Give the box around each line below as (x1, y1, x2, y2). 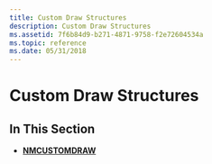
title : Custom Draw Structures (9, 13, 127, 23)
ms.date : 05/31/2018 (9, 47, 88, 56)
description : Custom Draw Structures (9, 22, 152, 31)
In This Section (9, 121, 96, 136)
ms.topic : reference (9, 38, 88, 48)
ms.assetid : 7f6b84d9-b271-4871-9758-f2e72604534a (9, 30, 204, 39)
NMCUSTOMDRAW (22, 145, 97, 156)
